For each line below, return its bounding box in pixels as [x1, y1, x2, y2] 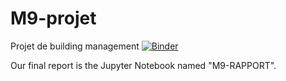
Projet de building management [10, 40, 140, 52]
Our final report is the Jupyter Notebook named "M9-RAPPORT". [10, 59, 277, 71]
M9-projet [10, 7, 97, 30]
